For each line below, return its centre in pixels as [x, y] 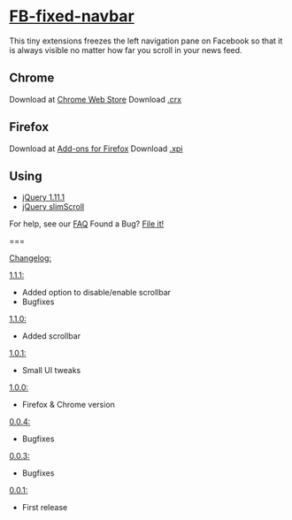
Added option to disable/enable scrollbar [96, 293]
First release [45, 508]
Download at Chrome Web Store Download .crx [96, 99]
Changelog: [30, 258]
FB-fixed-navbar [72, 16]
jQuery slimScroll [53, 207]
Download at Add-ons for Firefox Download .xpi [96, 149]
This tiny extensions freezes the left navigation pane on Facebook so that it [146, 41]
